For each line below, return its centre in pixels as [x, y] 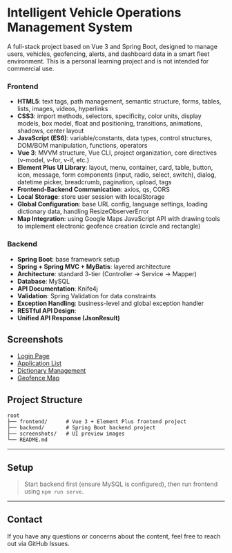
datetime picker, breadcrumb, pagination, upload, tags [94, 182]
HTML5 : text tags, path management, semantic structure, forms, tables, [119, 101]
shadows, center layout [50, 131]
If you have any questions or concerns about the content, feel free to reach [114, 536]
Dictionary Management [51, 371]
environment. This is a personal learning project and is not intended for [108, 61]
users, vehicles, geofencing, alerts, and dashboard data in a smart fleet [108, 54]
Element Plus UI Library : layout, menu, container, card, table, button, [115, 168]
